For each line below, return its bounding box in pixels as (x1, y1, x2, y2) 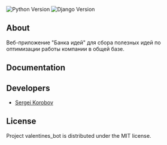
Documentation (6, 63, 66, 73)
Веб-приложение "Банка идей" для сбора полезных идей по (6, 39, 161, 46)
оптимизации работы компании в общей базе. (6, 45, 125, 52)
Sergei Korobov (14, 99, 54, 106)
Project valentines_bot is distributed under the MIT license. (6, 132, 151, 139)
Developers (6, 83, 50, 93)
